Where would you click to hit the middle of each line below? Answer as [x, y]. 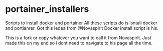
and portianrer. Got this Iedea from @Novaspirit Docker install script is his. [82, 28]
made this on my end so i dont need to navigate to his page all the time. [79, 43]
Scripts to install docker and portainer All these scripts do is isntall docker [81, 23]
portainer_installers [47, 9]
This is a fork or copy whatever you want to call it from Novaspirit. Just [78, 38]
